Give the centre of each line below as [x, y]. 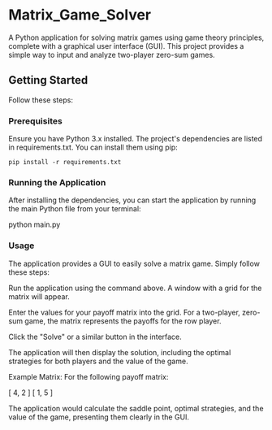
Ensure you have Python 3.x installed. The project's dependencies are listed [135, 139]
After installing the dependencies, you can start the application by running [132, 200]
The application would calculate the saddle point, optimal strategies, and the [136, 408]
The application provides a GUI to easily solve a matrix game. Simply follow [134, 263]
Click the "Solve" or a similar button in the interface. [95, 337]
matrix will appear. [39, 296]
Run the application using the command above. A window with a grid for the [135, 288]
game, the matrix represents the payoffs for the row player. [123, 321]
